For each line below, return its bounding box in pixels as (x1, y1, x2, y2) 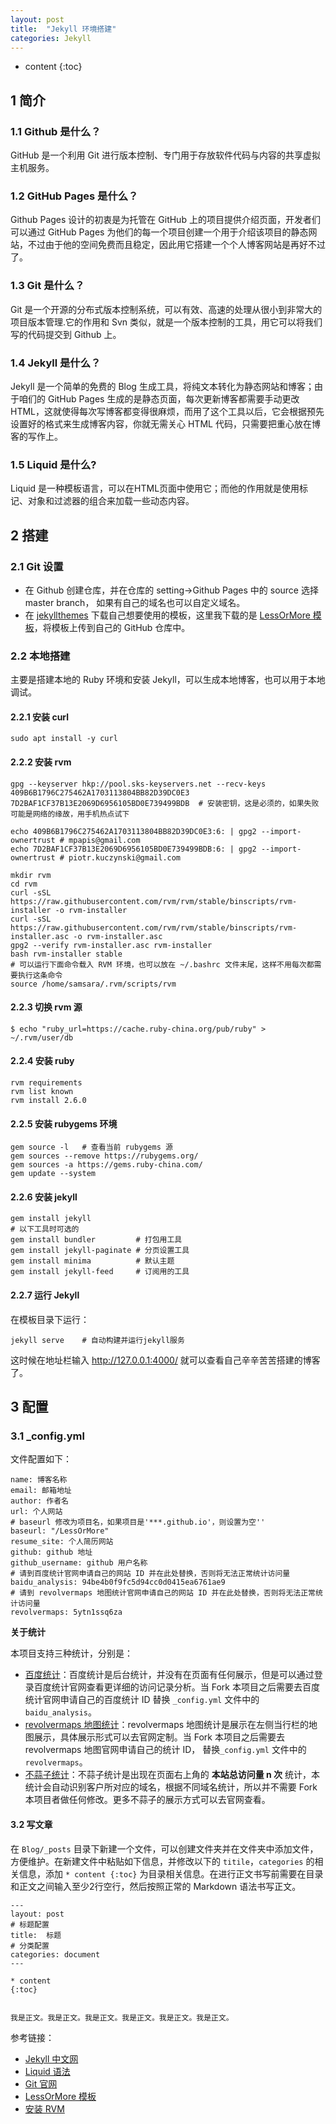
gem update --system (10, 1169, 97, 1179)
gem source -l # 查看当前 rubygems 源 (10, 1142, 173, 1153)
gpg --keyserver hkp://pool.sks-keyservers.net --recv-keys (10, 779, 267, 789)
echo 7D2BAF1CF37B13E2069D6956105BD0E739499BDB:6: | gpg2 (10, 844, 257, 854)
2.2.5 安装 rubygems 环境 (10, 1117, 118, 1130)
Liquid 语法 (24, 2065, 71, 2077)
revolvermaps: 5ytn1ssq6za (10, 1607, 123, 1618)
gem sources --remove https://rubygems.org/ (10, 1151, 199, 1161)
